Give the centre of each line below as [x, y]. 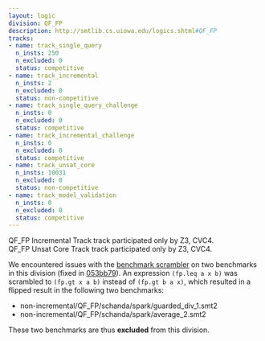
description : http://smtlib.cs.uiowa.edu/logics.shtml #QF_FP [113, 31]
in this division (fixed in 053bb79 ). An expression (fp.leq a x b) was [123, 273]
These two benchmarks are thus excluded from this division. [109, 330]
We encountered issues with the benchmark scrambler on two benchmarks [132, 265]
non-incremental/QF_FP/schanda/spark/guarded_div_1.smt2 [119, 306]
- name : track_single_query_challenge [73, 105]
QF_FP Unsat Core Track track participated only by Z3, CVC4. [110, 249]
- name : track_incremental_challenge [71, 135]
